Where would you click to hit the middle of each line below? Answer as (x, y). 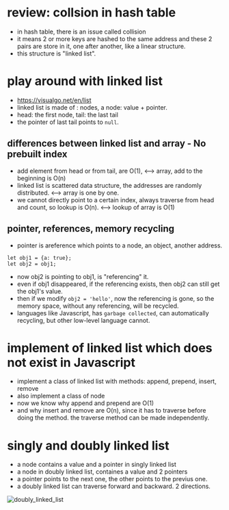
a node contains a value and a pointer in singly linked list (96, 465)
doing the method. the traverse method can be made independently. (113, 418)
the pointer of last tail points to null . (68, 122)
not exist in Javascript (71, 362)
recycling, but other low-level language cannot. (83, 320)
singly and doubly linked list (88, 445)
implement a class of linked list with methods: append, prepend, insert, (117, 381)
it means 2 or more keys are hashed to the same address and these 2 (114, 38)
